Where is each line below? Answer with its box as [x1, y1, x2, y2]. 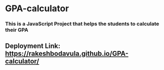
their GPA [5, 26, 29, 33]
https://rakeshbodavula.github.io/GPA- [5, 49, 129, 58]
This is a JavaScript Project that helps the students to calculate [5, 21, 159, 27]
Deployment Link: [5, 42, 61, 50]
